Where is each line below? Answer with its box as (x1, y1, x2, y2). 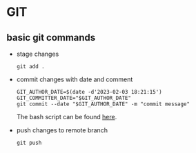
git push (16, 139, 42, 146)
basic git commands (6, 32, 96, 43)
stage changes (16, 50, 59, 58)
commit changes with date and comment (16, 75, 133, 83)
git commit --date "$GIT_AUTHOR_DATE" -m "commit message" (16, 101, 190, 108)
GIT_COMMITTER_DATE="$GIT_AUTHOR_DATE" (16, 94, 132, 101)
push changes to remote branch (16, 126, 108, 134)
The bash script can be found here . (16, 113, 117, 121)
